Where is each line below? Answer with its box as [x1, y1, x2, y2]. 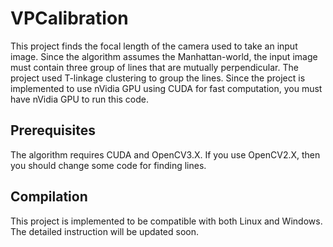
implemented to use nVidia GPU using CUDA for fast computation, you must [10, 82, 323, 94]
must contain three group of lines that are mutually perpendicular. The [10, 61, 299, 73]
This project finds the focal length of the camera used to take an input [10, 40, 298, 52]
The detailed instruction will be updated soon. [10, 225, 199, 237]
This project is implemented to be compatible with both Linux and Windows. [10, 215, 323, 227]
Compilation [10, 188, 88, 206]
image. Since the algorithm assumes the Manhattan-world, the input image [10, 50, 318, 62]
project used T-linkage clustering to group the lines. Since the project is [10, 72, 306, 84]
